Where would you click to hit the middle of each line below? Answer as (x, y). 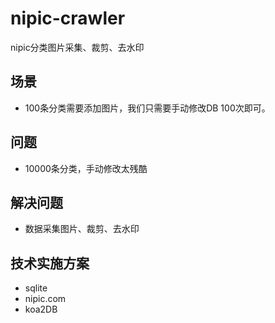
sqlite (36, 288)
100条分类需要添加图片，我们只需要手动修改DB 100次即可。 (147, 108)
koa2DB (41, 309)
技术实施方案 (50, 263)
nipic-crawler (68, 18)
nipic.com (45, 299)
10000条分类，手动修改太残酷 (86, 168)
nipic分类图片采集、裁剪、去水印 (77, 47)
